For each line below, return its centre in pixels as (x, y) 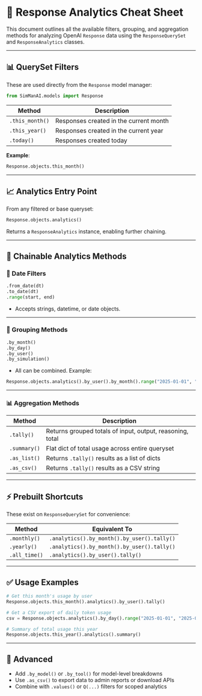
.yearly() (23, 547)
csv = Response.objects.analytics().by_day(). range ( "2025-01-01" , (91, 618)
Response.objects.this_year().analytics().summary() (74, 635)
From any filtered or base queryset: (50, 209)
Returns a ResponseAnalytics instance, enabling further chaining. (87, 232)
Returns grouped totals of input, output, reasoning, (117, 431)
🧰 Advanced (29, 659)
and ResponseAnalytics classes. (45, 42)
